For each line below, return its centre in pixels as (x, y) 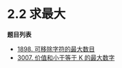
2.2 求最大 (37, 14)
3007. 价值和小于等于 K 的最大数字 (66, 57)
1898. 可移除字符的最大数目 (56, 49)
